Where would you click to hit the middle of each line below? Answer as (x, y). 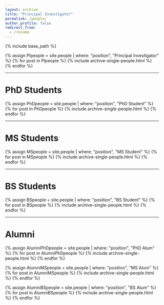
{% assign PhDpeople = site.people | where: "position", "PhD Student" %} (79, 103)
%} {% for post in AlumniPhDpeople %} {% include (56, 253)
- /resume (19, 32)
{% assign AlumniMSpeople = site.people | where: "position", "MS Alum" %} (82, 267)
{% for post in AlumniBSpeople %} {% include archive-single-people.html (79, 292)
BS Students (31, 186)
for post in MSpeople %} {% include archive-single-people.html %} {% (76, 157)
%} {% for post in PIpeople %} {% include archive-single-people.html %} (79, 61)
